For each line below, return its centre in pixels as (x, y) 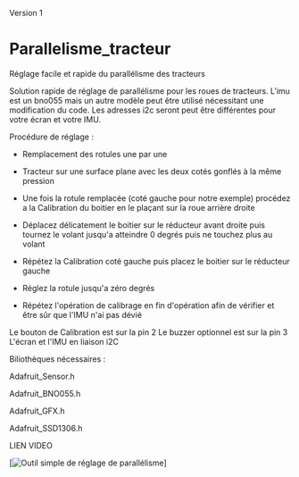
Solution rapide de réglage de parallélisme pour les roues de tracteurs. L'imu (149, 91)
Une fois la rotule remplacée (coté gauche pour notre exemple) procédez (156, 198)
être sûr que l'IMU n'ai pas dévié (82, 314)
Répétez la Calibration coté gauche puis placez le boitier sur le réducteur (156, 261)
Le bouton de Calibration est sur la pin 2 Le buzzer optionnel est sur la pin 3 (149, 332)
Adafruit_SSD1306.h (46, 428)
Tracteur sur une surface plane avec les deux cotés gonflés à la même (152, 171)
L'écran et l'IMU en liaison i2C (64, 341)
